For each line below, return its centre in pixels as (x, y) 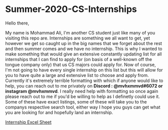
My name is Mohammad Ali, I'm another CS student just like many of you (80, 32)
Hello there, (17, 23)
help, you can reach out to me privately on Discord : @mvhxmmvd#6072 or (84, 85)
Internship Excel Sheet (28, 122)
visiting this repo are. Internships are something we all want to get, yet (78, 38)
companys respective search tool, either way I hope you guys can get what (83, 107)
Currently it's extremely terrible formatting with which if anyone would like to (84, 80)
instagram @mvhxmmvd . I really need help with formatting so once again (82, 91)
